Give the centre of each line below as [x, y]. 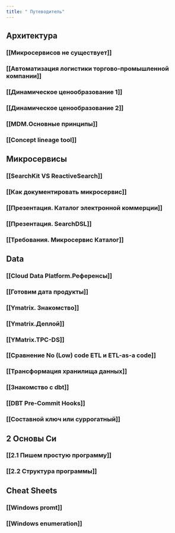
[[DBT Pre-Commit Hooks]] [46, 403]
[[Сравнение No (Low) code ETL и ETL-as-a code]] [81, 355]
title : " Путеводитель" [36, 12]
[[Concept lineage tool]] [42, 140]
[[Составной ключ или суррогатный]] [63, 420]
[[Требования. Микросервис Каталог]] [65, 239]
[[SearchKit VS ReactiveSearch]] [54, 176]
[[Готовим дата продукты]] [47, 292]
